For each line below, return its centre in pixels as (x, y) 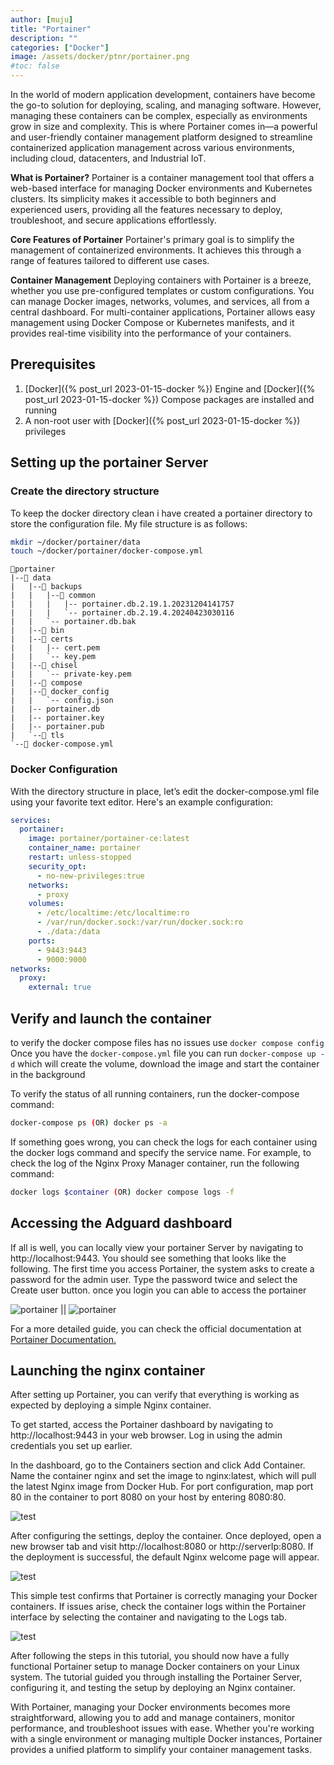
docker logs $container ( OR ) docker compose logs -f (122, 1192)
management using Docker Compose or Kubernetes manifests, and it (152, 322)
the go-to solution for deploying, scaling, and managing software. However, (166, 105)
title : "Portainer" (51, 29)
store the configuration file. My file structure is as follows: (129, 523)
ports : (42, 941)
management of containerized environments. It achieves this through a (156, 250)
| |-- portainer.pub (57, 727)
